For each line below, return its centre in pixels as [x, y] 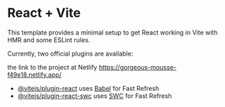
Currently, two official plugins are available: [70, 53]
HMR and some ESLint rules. [49, 39]
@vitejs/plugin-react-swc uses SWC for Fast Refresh [94, 96]
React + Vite [44, 13]
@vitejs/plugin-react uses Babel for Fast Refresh [88, 88]
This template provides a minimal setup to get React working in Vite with [112, 32]
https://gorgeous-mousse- [138, 67]
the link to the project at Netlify [52, 67]
